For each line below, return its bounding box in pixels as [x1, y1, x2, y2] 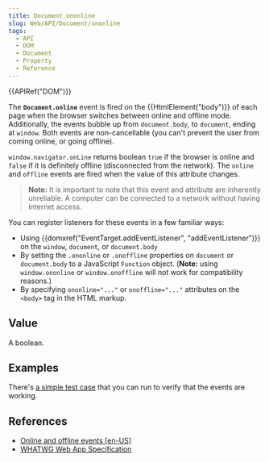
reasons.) [19, 276, 52, 285]
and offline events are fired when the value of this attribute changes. [8, 169, 240, 178]
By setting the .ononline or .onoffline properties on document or [19, 250, 234, 260]
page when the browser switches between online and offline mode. [8, 110, 232, 120]
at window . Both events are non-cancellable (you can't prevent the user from [8, 127, 260, 137]
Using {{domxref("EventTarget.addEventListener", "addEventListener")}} [19, 233, 261, 243]
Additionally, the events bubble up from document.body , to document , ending [8, 119, 256, 129]
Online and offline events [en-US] [19, 436, 131, 446]
